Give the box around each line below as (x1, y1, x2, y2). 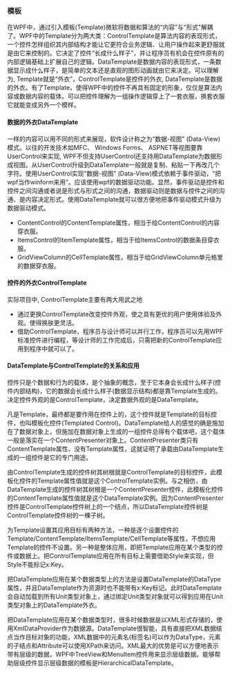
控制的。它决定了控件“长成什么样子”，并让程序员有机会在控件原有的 (30, 49, 224, 57)
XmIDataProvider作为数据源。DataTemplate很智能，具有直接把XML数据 (12, 624, 216, 633)
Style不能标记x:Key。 (7, 560, 68, 568)
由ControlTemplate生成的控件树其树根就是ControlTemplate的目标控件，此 (7, 468, 217, 476)
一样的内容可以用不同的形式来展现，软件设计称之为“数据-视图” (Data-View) (7, 135, 221, 143)
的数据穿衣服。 (17, 261, 60, 270)
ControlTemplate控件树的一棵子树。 (7, 511, 109, 519)
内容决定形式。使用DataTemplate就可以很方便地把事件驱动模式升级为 (25, 195, 222, 203)
